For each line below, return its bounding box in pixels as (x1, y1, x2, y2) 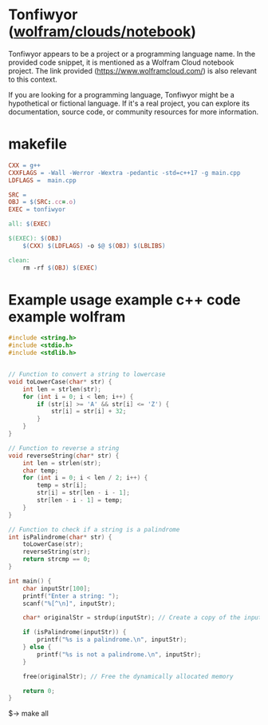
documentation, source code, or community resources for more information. (8, 106, 259, 117)
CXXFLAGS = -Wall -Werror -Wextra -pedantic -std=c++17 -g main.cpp (8, 169, 241, 177)
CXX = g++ (8, 161, 41, 169)
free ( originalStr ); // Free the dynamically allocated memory (22, 672, 234, 680)
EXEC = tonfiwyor (8, 205, 66, 213)
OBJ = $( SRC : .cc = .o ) (8, 198, 77, 206)
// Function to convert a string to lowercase (8, 370, 166, 379)
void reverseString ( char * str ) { (8, 452, 120, 460)
